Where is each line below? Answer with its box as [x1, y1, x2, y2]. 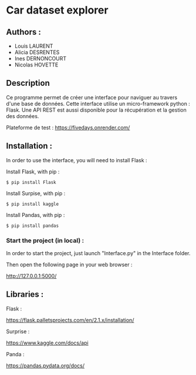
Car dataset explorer [6, 4, 109, 17]
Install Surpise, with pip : [6, 189, 66, 197]
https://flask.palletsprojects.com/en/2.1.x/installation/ [6, 316, 134, 323]
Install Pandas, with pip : [6, 211, 65, 218]
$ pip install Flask [6, 179, 57, 185]
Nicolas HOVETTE [14, 61, 59, 68]
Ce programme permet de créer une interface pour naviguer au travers [6, 93, 178, 101]
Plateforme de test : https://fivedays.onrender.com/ [6, 124, 130, 131]
